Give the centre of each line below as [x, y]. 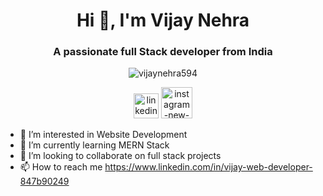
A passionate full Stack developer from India [163, 52]
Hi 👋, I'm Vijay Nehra [163, 20]
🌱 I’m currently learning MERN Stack [94, 145]
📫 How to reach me [61, 167]
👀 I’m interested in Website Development [103, 135]
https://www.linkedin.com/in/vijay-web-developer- [208, 167]
